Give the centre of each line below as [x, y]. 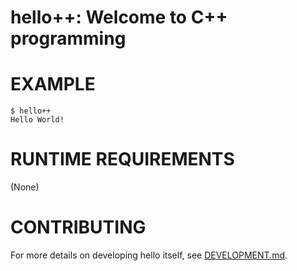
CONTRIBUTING [78, 227]
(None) [25, 187]
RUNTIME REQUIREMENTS [122, 159]
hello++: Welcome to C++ [119, 17]
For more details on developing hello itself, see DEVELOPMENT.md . [149, 255]
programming [68, 38]
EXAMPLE [53, 84]
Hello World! [37, 120]
